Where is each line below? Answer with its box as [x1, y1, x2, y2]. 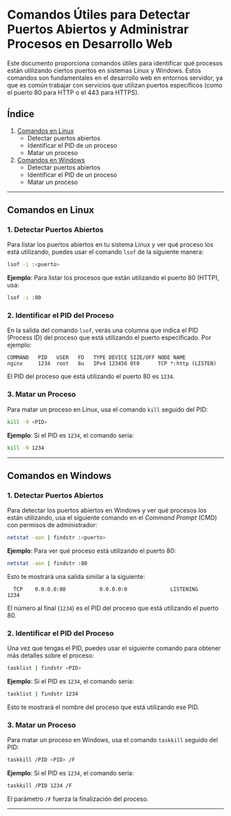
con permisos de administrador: [7, 521, 98, 529]
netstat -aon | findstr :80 [7, 560, 88, 567]
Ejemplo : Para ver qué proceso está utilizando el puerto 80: [7, 547, 177, 555]
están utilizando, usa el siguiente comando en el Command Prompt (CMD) [7, 513, 218, 522]
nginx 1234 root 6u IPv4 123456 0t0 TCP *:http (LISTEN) [7, 360, 217, 367]
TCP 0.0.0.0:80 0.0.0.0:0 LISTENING [13, 586, 198, 593]
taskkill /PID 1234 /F [7, 782, 72, 789]
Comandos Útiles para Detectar [7, 7, 190, 23]
